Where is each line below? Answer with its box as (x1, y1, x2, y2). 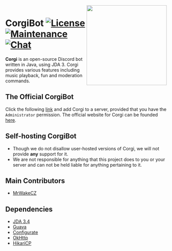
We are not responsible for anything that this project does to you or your (12, 156, 165, 163)
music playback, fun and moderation (5, 72, 83, 78)
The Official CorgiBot (5, 93, 74, 101)
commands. (5, 78, 31, 84)
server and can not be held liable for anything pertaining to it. (12, 162, 142, 168)
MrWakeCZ (12, 190, 37, 196)
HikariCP (12, 240, 32, 246)
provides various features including (5, 66, 80, 73)
